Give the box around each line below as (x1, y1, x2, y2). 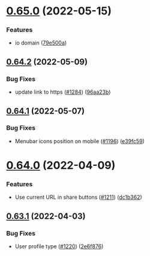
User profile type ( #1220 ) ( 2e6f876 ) (14, 243, 104, 250)
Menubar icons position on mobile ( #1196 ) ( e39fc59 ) (14, 137, 145, 145)
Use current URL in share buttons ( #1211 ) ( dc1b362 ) (14, 194, 142, 201)
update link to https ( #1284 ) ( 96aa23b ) (14, 88, 111, 96)
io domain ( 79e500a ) (14, 39, 67, 46)
